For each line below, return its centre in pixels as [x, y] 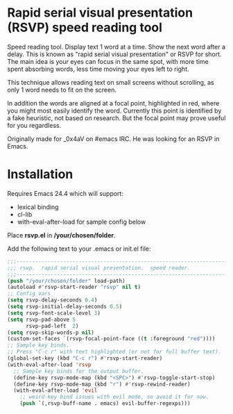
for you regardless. [34, 125]
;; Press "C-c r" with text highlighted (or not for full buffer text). [114, 352]
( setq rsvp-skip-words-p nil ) [51, 332]
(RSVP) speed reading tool [85, 27]
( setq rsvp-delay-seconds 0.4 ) [52, 300]
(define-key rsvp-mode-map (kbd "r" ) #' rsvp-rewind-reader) [102, 384]
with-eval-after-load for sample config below [81, 222]
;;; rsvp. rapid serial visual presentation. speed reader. [99, 268]
